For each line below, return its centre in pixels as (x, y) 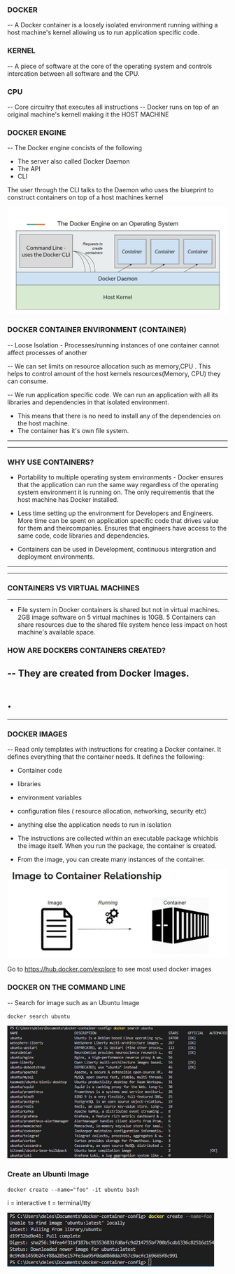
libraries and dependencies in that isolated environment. (88, 402)
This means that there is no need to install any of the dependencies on (119, 416)
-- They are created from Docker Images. (99, 673)
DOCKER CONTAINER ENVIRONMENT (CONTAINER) (97, 330)
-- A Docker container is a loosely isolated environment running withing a (113, 25)
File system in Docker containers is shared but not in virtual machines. (119, 610)
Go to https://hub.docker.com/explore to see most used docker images (109, 969)
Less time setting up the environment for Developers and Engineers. (115, 513)
